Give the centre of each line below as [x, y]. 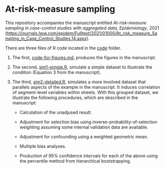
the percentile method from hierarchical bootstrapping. [75, 161]
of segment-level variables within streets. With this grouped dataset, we [85, 92]
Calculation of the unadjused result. [56, 112]
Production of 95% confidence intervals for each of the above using [89, 156]
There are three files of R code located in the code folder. [63, 48]
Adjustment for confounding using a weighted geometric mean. [84, 136]
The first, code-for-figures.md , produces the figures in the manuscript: [84, 57]
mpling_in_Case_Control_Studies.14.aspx [46, 38]
